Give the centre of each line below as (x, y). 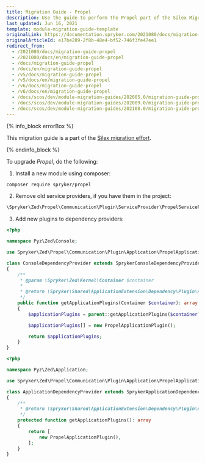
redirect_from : (26, 46)
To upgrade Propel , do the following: (52, 161)
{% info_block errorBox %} (40, 126)
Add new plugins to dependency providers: (69, 219)
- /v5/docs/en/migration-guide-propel (61, 80)
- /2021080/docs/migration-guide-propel (64, 52)
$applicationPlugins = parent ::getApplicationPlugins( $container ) (114, 314)
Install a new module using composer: (63, 173)
